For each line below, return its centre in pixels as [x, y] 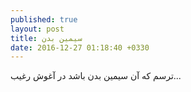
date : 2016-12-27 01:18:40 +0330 [80, 47]
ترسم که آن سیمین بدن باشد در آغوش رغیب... [96, 76]
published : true [44, 19]
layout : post [37, 29]
